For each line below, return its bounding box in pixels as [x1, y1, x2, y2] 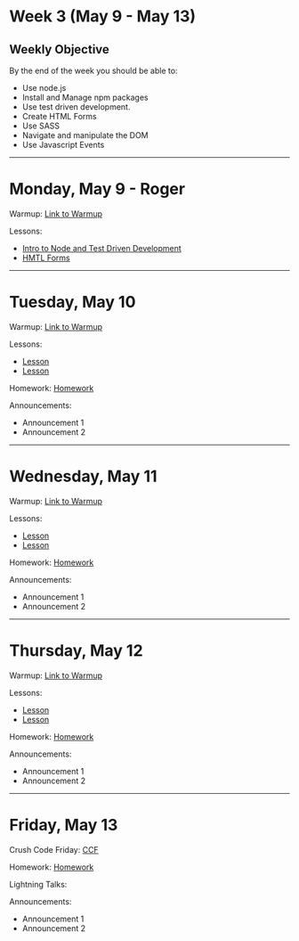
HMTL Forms [21, 252, 70, 263]
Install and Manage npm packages [21, 92, 149, 102]
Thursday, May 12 [9, 641, 144, 660]
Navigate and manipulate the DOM [21, 130, 149, 140]
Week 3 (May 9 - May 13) [9, 6, 197, 27]
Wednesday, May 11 [9, 466, 158, 487]
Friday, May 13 [9, 814, 118, 835]
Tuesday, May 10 [9, 292, 136, 313]
